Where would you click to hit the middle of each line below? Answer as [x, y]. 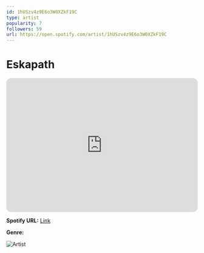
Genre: [15, 232]
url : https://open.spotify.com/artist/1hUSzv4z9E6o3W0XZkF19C [87, 35]
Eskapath [31, 65]
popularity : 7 [24, 23]
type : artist [23, 18]
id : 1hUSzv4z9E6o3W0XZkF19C [42, 12]
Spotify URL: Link [29, 221]
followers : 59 [24, 29]
